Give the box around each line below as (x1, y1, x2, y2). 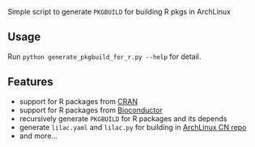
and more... (19, 131, 58, 141)
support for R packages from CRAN (19, 96, 138, 106)
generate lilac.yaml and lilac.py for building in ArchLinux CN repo (19, 122, 247, 132)
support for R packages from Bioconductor (19, 105, 163, 115)
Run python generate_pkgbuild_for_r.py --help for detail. (7, 52, 202, 61)
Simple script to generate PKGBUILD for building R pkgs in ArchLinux (7, 7, 232, 16)
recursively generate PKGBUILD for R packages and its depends (19, 113, 227, 124)
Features (7, 75, 53, 89)
